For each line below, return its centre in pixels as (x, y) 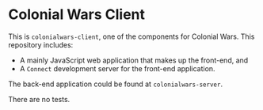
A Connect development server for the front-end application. (117, 68)
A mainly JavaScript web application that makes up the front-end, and (134, 60)
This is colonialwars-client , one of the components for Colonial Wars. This (131, 36)
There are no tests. (39, 99)
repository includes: (41, 44)
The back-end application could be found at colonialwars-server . (116, 84)
